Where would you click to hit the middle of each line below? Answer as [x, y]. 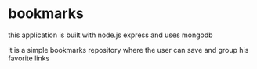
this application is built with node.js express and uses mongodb [110, 35]
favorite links [29, 58]
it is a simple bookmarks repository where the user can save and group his [128, 50]
